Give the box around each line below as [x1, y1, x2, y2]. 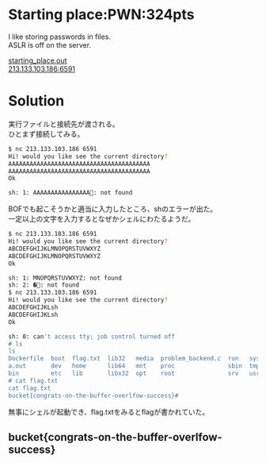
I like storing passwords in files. [8, 32, 111, 41]
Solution [8, 92, 65, 110]
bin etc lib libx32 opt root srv [8, 369, 239, 377]
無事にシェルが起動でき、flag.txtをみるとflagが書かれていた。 [8, 407, 210, 416]
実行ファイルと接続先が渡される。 [8, 119, 120, 129]
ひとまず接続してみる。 [8, 129, 85, 138]
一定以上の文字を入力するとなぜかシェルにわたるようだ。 [8, 214, 196, 224]
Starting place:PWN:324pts [8, 6, 196, 24]
